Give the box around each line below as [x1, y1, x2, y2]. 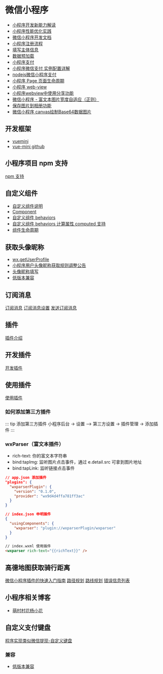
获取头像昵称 [5, 243, 44, 251]
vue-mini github [12, 143, 45, 149]
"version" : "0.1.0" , [14, 489, 56, 494]
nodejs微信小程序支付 [12, 71, 57, 77]
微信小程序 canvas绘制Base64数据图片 [12, 109, 92, 115]
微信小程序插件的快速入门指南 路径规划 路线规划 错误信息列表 [5, 577, 130, 583]
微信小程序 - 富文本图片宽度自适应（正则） [12, 96, 100, 102]
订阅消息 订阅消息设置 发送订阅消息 [5, 305, 77, 311]
